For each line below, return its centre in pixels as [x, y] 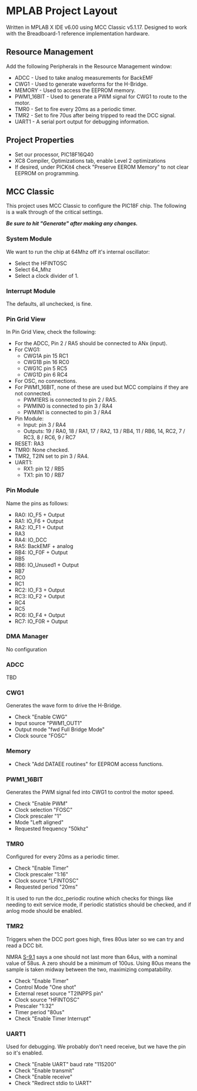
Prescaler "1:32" [34, 1006]
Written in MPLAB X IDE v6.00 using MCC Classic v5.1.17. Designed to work [97, 27]
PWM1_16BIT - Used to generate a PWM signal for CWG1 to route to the [101, 96]
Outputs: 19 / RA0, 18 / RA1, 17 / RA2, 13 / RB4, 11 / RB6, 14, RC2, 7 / [104, 431]
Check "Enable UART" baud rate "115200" [65, 1064]
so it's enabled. [25, 1053]
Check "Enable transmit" [44, 1070]
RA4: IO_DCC [31, 540]
